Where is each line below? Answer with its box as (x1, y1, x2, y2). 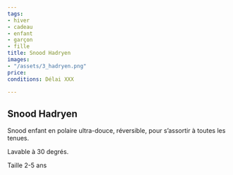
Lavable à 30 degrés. (7, 148, 69, 156)
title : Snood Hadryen (7, 50, 71, 57)
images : (7, 56, 30, 63)
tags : (7, 10, 23, 18)
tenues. (7, 134, 30, 143)
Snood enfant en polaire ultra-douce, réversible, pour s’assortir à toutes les (7, 127, 226, 135)
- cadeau (7, 23, 33, 30)
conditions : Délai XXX (7, 75, 74, 83)
